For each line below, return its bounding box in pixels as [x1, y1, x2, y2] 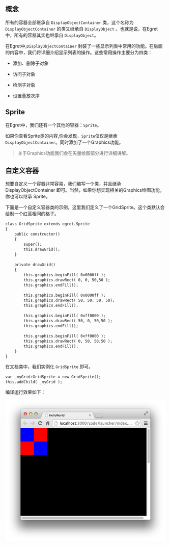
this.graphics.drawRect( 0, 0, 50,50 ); [23, 277, 110, 283]
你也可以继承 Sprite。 [5, 193, 50, 200]
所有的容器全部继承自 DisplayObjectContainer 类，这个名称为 [5, 19, 134, 25]
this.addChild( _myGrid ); [5, 379, 63, 385]
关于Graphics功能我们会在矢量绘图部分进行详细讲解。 [17, 150, 131, 156]
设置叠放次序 [12, 92, 40, 98]
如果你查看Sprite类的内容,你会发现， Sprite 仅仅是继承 [5, 133, 118, 139]
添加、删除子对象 [12, 60, 49, 66]
